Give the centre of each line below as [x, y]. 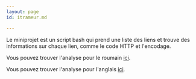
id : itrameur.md [27, 17]
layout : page [23, 12]
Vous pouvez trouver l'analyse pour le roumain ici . [68, 57]
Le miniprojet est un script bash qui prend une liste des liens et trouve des [98, 39]
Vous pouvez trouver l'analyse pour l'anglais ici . [66, 69]
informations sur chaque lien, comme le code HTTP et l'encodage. [89, 46]
